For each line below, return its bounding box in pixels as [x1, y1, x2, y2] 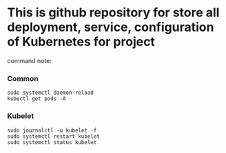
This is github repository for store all [7, 5, 220, 21]
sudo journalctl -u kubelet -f [7, 127, 97, 134]
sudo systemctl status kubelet [7, 139, 97, 145]
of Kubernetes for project [7, 34, 155, 49]
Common [7, 73, 39, 83]
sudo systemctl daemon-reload [7, 89, 94, 97]
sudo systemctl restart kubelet [7, 132, 100, 140]
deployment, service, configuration [7, 19, 214, 35]
